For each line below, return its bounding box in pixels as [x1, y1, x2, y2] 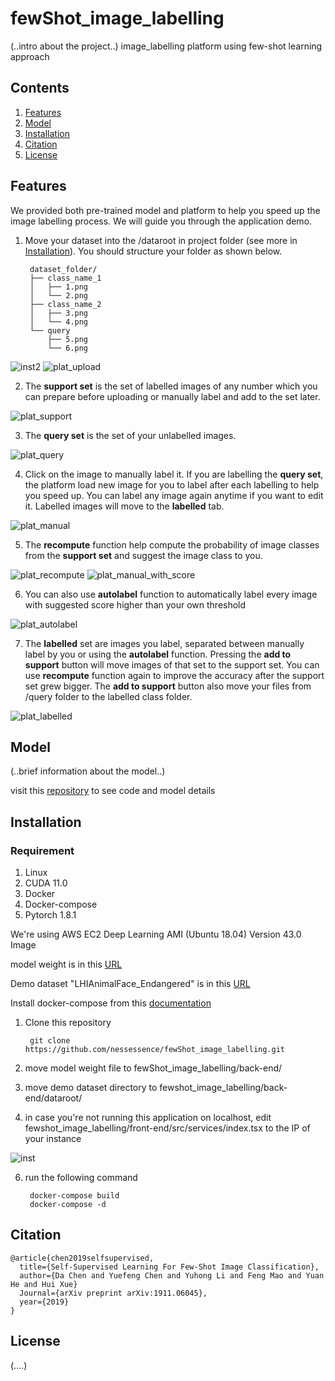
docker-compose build [29, 1191, 120, 1201]
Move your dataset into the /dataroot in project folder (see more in [24, 234, 298, 246]
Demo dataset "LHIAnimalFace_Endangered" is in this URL [10, 978, 251, 990]
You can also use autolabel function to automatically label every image [24, 588, 318, 600]
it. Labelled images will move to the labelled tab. [24, 500, 225, 512]
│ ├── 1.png [29, 282, 89, 292]
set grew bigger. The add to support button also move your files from [24, 680, 312, 692]
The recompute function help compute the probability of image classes [24, 538, 320, 551]
